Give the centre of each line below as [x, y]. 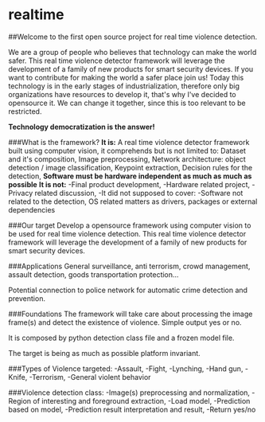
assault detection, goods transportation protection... [94, 274]
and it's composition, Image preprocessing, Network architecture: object [127, 159]
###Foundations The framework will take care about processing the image [131, 314]
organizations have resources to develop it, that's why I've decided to [122, 94]
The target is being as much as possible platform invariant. [104, 353]
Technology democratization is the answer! [82, 127]
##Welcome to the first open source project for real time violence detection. [133, 37]
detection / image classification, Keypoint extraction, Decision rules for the [131, 167]
